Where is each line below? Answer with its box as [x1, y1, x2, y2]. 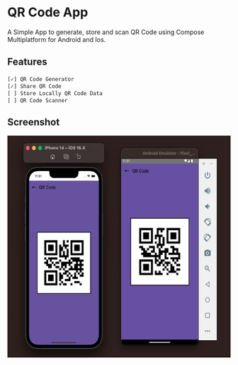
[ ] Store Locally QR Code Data [7, 89, 103, 97]
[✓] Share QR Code [7, 82, 62, 89]
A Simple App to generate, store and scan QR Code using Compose [7, 28, 205, 36]
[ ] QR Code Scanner [7, 97, 69, 104]
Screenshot [7, 116, 60, 129]
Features [7, 56, 47, 68]
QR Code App [7, 4, 89, 21]
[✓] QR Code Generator [7, 75, 74, 82]
